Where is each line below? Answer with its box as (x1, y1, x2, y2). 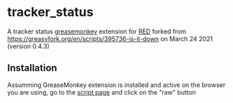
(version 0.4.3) (7, 42, 50, 50)
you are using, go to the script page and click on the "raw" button (7, 88, 196, 96)
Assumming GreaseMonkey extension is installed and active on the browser (7, 81, 226, 89)
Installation (7, 62, 57, 74)
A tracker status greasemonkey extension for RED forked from (7, 27, 187, 35)
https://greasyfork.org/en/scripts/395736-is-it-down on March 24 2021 (7, 34, 213, 42)
